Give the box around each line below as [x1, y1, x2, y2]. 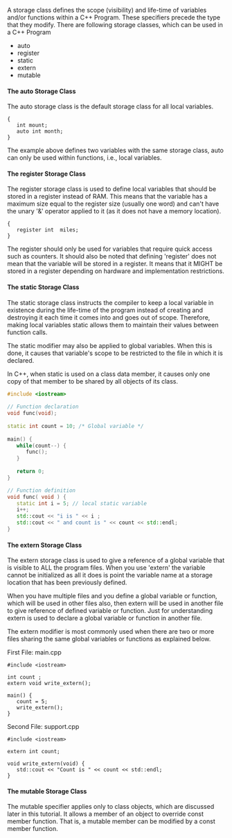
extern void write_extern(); [7, 680, 91, 687]
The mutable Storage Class [7, 787, 87, 795]
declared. [7, 356, 35, 364]
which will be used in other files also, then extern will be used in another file [7, 599, 224, 607]
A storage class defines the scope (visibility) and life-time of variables [7, 6, 207, 14]
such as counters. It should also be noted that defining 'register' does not [7, 252, 217, 261]
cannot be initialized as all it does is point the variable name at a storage [7, 571, 213, 580]
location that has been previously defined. [7, 578, 127, 586]
